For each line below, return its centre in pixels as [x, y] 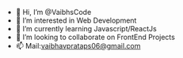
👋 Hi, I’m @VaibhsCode [53, 12]
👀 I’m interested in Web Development [76, 20]
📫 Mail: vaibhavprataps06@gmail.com [78, 46]
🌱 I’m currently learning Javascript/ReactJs [86, 29]
